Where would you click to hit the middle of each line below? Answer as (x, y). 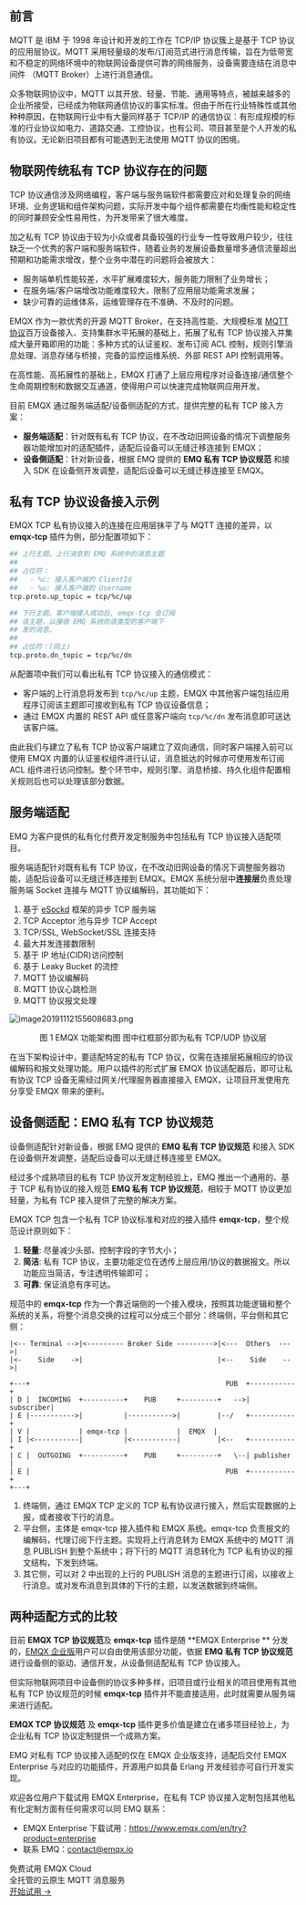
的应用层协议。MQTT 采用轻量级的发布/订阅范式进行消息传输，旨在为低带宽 (151, 51)
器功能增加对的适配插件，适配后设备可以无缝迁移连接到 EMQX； (143, 447)
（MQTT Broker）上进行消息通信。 (92, 74)
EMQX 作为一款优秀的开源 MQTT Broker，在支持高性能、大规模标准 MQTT (149, 321)
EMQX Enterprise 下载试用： (76, 1828)
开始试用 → (31, 1891)
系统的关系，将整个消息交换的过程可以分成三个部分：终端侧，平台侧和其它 (149, 1315)
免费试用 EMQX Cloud (51, 1869)
